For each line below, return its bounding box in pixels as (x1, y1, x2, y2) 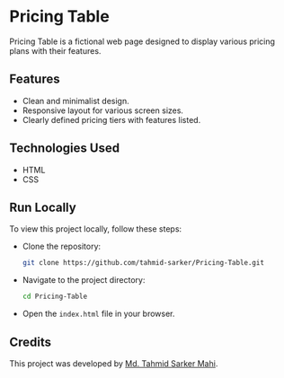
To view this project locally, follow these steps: (9, 224, 182, 234)
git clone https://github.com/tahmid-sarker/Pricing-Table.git (22, 259, 265, 268)
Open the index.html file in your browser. (22, 308, 175, 320)
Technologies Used (9, 141, 120, 156)
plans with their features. (9, 45, 102, 56)
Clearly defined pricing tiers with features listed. (22, 114, 201, 125)
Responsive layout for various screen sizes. (22, 105, 184, 116)
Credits (9, 334, 52, 349)
